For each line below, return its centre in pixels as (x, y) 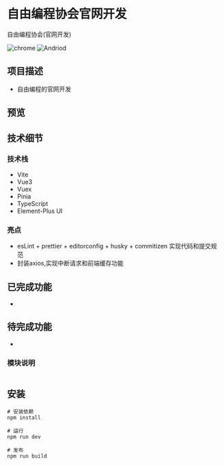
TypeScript (32, 203)
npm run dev (24, 437)
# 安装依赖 (20, 411)
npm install (24, 417)
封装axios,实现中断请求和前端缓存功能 (70, 263)
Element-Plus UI (40, 211)
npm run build (27, 456)
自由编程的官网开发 (44, 89)
